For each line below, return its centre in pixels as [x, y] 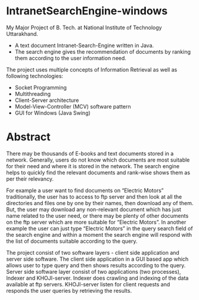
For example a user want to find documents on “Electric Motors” [85, 190]
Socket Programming [41, 87]
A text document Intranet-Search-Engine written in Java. [84, 45]
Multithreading [33, 94]
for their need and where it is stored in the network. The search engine [93, 166]
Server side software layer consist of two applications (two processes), [94, 271]
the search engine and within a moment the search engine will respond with [99, 234]
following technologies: [35, 76]
